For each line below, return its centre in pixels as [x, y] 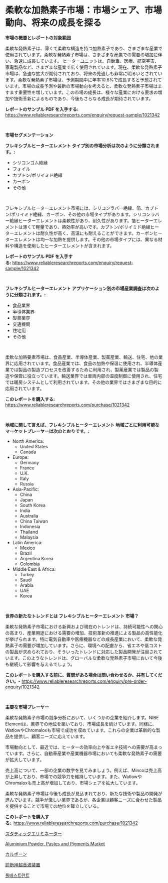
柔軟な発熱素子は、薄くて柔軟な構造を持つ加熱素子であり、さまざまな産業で [84, 48]
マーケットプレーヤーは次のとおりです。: [47, 431]
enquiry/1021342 [22, 687]
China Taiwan [34, 521]
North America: [28, 441]
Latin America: [27, 542]
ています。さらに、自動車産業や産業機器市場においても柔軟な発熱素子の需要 [84, 753]
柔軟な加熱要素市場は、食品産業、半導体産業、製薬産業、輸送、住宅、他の [82, 357]
